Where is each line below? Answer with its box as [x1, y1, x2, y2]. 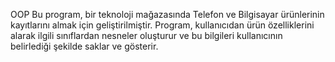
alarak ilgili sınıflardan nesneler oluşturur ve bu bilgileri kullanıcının [10, 30, 283, 41]
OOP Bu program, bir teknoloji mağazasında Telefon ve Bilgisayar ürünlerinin [10, 9, 325, 20]
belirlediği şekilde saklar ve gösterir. [10, 40, 159, 52]
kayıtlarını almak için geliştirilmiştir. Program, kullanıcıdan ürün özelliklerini [10, 19, 315, 31]
